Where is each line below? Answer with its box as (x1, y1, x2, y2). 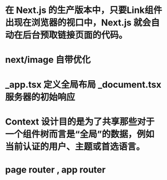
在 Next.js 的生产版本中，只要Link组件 (5, 4, 163, 16)
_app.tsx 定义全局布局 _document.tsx (5, 79, 162, 90)
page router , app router (5, 164, 106, 175)
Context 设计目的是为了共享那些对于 (5, 116, 155, 127)
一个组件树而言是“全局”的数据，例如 (5, 128, 155, 140)
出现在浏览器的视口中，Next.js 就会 (5, 17, 151, 28)
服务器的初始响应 (5, 91, 76, 103)
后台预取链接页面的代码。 (22, 29, 128, 41)
